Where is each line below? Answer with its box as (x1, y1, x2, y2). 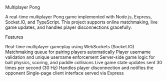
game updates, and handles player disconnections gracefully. (5, 24, 132, 30)
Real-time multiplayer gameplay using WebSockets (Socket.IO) (5, 44, 134, 49)
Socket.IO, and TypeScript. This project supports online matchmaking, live (5, 19, 158, 25)
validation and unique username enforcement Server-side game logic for (5, 54, 155, 60)
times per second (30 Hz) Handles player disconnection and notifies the (5, 65, 154, 71)
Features (5, 34, 23, 40)
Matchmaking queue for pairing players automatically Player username (5, 49, 151, 55)
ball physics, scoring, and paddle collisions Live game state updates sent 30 (5, 60, 162, 65)
